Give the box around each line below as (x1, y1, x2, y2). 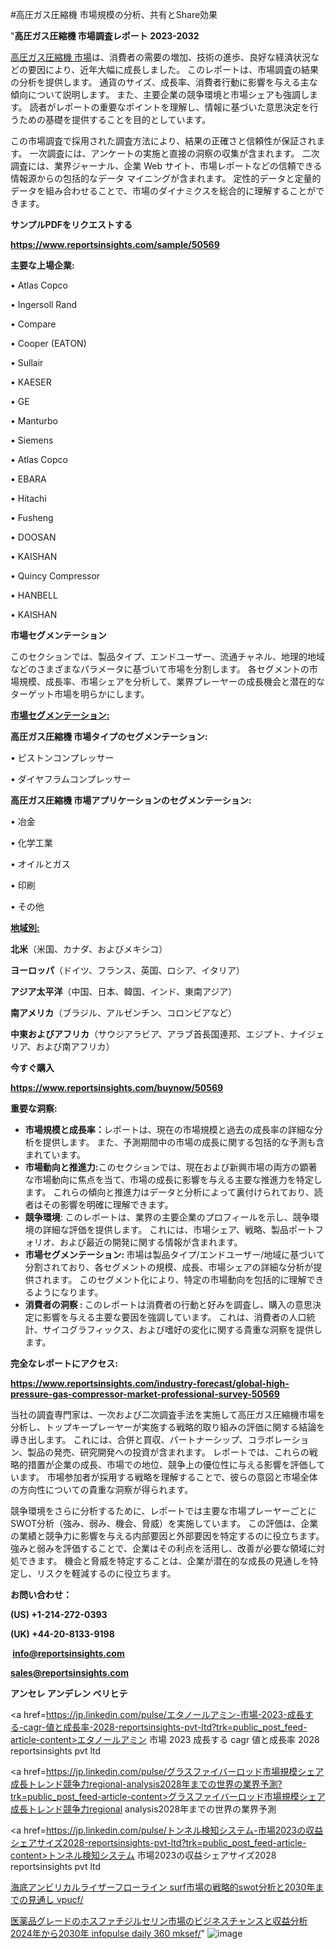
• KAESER (10, 376, 52, 388)
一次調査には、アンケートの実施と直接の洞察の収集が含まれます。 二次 (29, 148, 320, 159)
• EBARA (10, 473, 47, 485)
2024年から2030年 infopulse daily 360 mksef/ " (10, 1928, 206, 1939)
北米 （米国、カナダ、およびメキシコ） (10, 943, 168, 955)
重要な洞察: (10, 1103, 58, 1114)
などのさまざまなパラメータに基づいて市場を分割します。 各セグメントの (10, 663, 310, 675)
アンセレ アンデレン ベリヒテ (10, 1688, 128, 1699)
